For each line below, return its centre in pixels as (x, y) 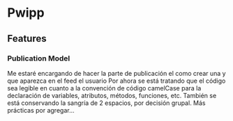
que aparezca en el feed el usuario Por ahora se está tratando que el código (116, 81)
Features (27, 39)
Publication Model (39, 58)
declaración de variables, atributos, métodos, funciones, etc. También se (112, 95)
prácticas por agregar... (41, 110)
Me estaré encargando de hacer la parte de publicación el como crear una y (116, 73)
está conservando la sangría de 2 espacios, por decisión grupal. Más (106, 103)
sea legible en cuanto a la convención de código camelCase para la (104, 88)
